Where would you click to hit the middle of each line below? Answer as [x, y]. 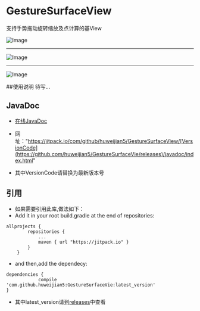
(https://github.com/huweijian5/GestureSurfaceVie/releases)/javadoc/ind [104, 154]
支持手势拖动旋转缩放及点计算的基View [54, 28]
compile [48, 279]
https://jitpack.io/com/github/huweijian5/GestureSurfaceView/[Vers [110, 141]
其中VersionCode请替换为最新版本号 [59, 172]
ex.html [24, 160]
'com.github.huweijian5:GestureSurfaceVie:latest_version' [81, 285]
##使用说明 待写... [28, 86]
